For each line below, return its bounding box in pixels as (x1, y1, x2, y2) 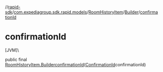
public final (5, 57, 28, 62)
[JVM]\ (5, 47, 19, 53)
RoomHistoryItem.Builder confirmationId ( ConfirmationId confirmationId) (5, 61, 147, 67)
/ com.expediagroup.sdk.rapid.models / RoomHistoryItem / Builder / (12, 9, 140, 15)
